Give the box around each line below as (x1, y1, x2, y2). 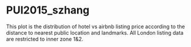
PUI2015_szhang (6, 4, 90, 17)
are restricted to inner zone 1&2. (6, 35, 83, 42)
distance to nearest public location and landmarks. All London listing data (6, 29, 184, 36)
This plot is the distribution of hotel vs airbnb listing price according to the (6, 23, 185, 30)
